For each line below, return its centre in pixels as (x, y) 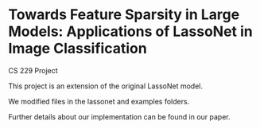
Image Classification (78, 49)
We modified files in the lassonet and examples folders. (99, 101)
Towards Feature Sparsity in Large (124, 15)
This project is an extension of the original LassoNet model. (106, 86)
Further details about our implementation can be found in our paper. (119, 116)
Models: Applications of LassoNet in (130, 31)
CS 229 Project (33, 70)
